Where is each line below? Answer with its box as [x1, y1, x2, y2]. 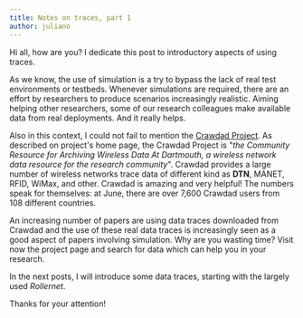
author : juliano [9, 22, 71, 31]
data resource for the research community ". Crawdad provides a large [9, 159, 271, 169]
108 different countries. [9, 197, 97, 208]
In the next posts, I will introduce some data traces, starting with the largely [9, 271, 289, 282]
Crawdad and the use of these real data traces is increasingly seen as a [9, 224, 276, 236]
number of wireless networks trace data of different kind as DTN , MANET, [9, 169, 285, 179]
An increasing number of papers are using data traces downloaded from [9, 215, 279, 226]
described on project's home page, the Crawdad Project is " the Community [9, 140, 290, 150]
